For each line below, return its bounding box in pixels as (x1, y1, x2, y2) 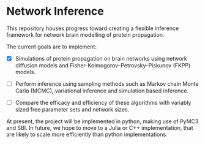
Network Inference (6, 4, 104, 18)
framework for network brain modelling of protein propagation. (6, 31, 165, 38)
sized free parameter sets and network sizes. (15, 106, 130, 113)
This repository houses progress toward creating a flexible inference (6, 25, 179, 32)
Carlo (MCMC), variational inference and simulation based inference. (15, 87, 189, 94)
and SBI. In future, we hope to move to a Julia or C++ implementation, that (6, 124, 194, 132)
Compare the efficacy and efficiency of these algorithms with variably (15, 99, 192, 107)
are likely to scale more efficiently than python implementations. (6, 131, 168, 138)
